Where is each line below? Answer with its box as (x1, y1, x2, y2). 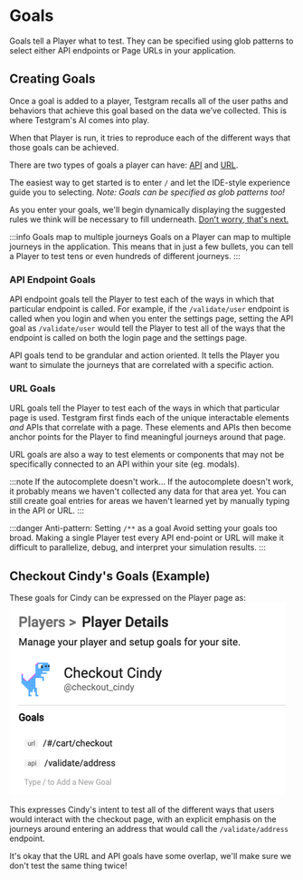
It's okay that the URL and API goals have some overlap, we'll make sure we (9, 851, 292, 862)
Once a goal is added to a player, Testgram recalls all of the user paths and (9, 95, 289, 106)
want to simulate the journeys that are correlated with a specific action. (9, 360, 274, 371)
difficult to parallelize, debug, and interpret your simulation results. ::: (9, 542, 267, 553)
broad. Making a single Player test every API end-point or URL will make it (9, 532, 285, 544)
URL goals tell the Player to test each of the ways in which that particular (9, 402, 280, 413)
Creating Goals (9, 72, 96, 87)
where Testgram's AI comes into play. (9, 114, 150, 125)
